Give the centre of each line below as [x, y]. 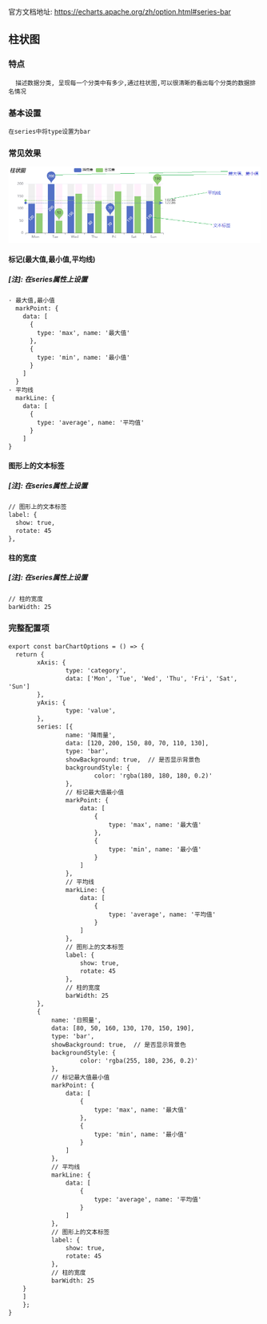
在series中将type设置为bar [50, 131]
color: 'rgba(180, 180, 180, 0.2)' [153, 776]
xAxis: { [52, 662]
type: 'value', [90, 710]
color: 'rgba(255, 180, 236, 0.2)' [139, 1060]
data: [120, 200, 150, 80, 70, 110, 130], [137, 743]
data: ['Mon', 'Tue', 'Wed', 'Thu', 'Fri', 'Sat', [151, 678]
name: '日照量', [76, 1020]
